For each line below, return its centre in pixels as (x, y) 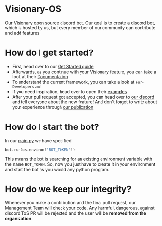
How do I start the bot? (52, 127)
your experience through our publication (53, 107)
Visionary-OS (33, 9)
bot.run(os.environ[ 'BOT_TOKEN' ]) (40, 150)
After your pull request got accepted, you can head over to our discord (83, 97)
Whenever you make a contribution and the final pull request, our (70, 202)
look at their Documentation (40, 76)
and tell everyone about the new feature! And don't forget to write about (84, 102)
